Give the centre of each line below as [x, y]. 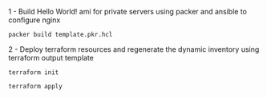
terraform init [34, 73]
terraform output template [51, 58]
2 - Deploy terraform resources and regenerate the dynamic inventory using [134, 49]
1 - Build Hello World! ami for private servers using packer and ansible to [127, 12]
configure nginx [34, 20]
